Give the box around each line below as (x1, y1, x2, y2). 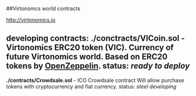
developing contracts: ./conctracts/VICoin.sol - (6, 34, 185, 44)
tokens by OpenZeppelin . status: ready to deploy (6, 61, 190, 71)
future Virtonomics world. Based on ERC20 (6, 52, 168, 62)
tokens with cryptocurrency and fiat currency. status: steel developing (6, 82, 177, 90)
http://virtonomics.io (6, 16, 56, 23)
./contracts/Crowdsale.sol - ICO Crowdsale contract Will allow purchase (6, 77, 185, 84)
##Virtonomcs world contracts (6, 5, 81, 12)
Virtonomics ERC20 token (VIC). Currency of (6, 42, 174, 52)
